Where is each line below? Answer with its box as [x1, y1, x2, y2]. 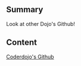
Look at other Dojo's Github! [6, 20, 76, 27]
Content [6, 38, 38, 48]
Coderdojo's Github [6, 53, 55, 60]
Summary [6, 5, 43, 15]
